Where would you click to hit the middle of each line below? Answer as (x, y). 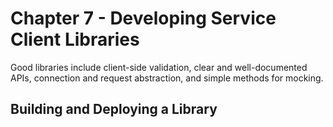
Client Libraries (75, 39)
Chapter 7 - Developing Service (143, 18)
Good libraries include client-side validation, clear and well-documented (159, 67)
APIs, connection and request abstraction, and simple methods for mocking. (167, 78)
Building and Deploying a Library (114, 109)
